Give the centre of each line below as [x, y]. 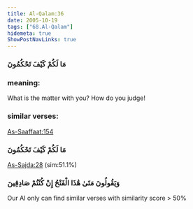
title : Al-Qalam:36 [36, 14]
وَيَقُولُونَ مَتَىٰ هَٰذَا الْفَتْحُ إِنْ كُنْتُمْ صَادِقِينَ [64, 182]
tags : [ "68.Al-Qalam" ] [40, 27]
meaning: [24, 82]
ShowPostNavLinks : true [42, 40]
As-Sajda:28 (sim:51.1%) [42, 164]
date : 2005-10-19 [33, 20]
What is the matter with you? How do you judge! [76, 98]
